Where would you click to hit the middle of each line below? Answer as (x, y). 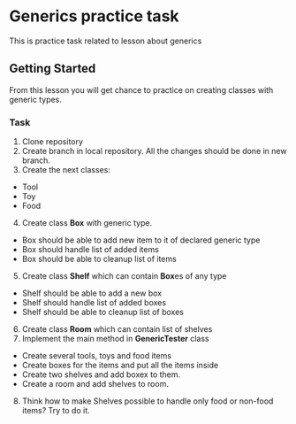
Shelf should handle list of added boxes (94, 303)
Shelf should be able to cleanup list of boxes (102, 312)
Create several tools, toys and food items (97, 356)
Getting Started (53, 69)
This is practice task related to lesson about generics (106, 41)
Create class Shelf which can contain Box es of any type (124, 276)
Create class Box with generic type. (87, 223)
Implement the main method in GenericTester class (115, 339)
